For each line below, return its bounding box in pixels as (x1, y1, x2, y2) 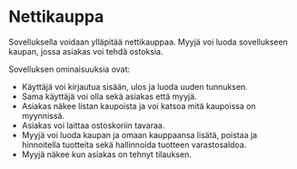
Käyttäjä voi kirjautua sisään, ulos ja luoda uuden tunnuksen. (21, 81, 249, 92)
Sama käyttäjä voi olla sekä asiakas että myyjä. (21, 91, 197, 102)
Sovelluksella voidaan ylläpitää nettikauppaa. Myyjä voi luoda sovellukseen (8, 36, 288, 47)
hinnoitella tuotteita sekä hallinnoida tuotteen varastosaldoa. (21, 139, 247, 150)
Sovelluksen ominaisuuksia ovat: (8, 64, 131, 75)
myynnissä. (21, 110, 65, 121)
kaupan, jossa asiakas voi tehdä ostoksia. (8, 45, 163, 56)
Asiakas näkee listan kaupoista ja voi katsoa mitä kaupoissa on (21, 100, 256, 111)
